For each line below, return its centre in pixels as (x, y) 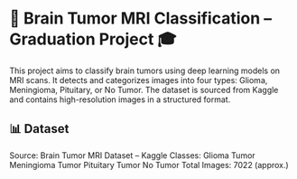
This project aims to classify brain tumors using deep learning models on (145, 71)
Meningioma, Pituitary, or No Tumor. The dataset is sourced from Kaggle (144, 89)
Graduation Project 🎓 (93, 39)
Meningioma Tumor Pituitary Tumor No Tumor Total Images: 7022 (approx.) (149, 165)
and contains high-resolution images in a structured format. (120, 99)
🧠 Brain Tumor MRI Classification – (141, 19)
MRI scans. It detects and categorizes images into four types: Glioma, (139, 80)
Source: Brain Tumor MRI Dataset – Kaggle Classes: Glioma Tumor (132, 155)
